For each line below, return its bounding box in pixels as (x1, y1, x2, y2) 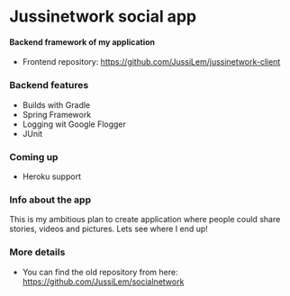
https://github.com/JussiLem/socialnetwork (22, 276, 185, 287)
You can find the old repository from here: (22, 266, 178, 277)
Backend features (9, 79, 89, 92)
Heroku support (22, 171, 81, 182)
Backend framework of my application (9, 36, 156, 47)
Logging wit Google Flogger (22, 119, 126, 130)
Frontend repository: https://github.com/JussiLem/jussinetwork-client (22, 57, 281, 67)
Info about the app (9, 193, 92, 206)
